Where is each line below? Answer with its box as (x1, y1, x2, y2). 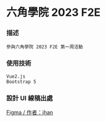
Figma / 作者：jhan (6, 109, 53, 116)
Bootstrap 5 (6, 78, 36, 85)
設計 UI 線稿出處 (6, 93, 53, 102)
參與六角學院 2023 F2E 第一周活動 (6, 44, 84, 50)
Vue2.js (6, 73, 26, 80)
